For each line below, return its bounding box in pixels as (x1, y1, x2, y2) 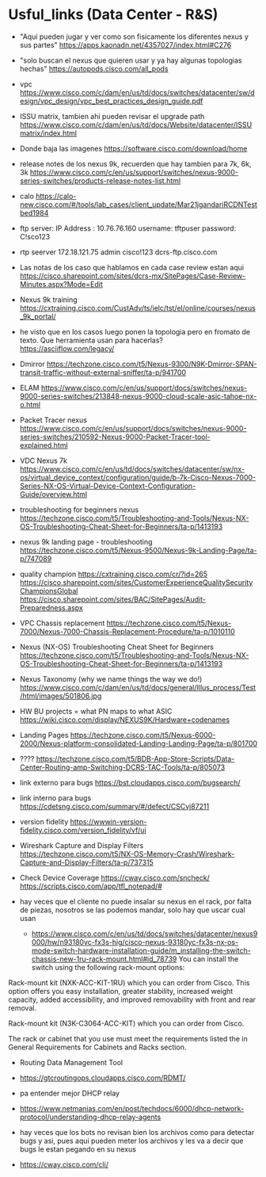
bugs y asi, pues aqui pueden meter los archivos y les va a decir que (19, 1136, 244, 1145)
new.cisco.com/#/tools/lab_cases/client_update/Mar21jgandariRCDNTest (19, 200, 257, 209)
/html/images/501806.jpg (19, 691, 102, 701)
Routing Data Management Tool (19, 1057, 123, 1067)
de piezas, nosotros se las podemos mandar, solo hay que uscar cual (19, 905, 245, 915)
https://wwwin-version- (70, 816, 147, 826)
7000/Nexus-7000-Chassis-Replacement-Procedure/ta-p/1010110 (19, 626, 235, 636)
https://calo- (35, 191, 77, 201)
